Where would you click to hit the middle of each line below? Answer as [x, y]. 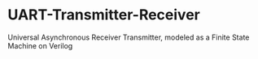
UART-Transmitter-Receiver [104, 15]
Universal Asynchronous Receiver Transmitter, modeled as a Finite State [129, 37]
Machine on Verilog [40, 45]
